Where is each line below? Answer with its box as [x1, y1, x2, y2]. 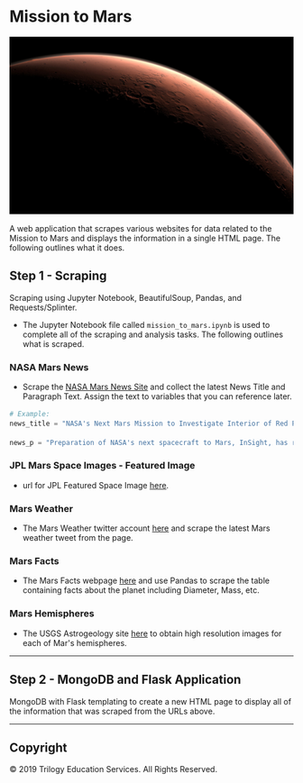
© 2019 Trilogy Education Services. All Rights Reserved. [9, 764, 218, 775]
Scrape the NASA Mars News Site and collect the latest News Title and [22, 381, 286, 393]
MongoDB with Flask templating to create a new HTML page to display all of [9, 696, 291, 706]
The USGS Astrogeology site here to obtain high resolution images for [22, 628, 282, 639]
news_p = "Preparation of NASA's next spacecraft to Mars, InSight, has [9, 438, 289, 447]
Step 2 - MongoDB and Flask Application [9, 672, 242, 687]
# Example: [9, 410, 50, 419]
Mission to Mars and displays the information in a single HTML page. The [9, 232, 281, 243]
